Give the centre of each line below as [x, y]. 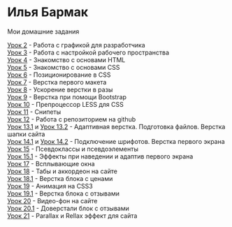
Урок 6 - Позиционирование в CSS [59, 75]
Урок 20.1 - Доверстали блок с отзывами [68, 208]
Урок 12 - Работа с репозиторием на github [72, 119]
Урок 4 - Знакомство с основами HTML [66, 59]
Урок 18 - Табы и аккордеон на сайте [62, 171]
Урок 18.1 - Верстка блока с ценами [60, 178]
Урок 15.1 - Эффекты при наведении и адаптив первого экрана [100, 156]
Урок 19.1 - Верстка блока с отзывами [64, 193]
